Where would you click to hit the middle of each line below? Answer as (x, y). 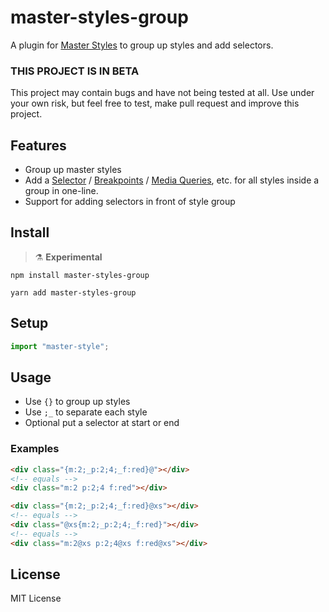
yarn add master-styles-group (73, 292)
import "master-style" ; (60, 346)
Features (38, 145)
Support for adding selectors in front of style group (130, 202)
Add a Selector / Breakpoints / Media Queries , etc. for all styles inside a (172, 180)
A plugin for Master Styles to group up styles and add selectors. (142, 45)
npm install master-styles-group (80, 275)
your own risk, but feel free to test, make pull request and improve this (155, 103)
